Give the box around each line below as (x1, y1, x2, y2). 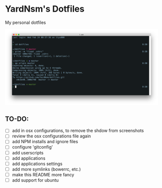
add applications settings (12, 161, 63, 167)
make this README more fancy (12, 171, 74, 177)
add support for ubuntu (12, 177, 59, 183)
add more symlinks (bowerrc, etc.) (12, 166, 81, 172)
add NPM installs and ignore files (12, 139, 79, 145)
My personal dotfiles (5, 19, 46, 25)
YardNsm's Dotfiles (5, 3, 85, 15)
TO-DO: (5, 114, 29, 123)
